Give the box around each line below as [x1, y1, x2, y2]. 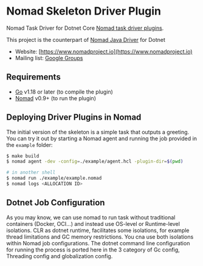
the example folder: [6, 141, 53, 148]
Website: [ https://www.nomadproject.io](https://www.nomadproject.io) [15, 47, 193, 55]
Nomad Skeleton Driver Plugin [6, 4, 161, 18]
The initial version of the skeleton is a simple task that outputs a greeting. [6, 128, 190, 135]
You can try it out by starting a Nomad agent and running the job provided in [6, 135, 198, 142]
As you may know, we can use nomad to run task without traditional [6, 214, 176, 221]
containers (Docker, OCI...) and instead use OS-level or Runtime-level [6, 220, 181, 227]
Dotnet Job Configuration [6, 197, 105, 208]
